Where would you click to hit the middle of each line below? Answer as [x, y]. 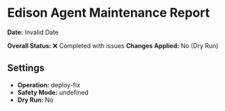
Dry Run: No [35, 100]
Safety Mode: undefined [53, 92]
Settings [26, 68]
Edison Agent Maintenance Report [109, 13]
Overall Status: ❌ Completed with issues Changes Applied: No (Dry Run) [113, 45]
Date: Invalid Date [33, 32]
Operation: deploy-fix [49, 84]
